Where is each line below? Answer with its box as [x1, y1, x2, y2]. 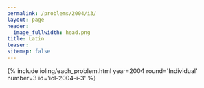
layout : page [7, 16, 45, 23]
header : [7, 23, 30, 29]
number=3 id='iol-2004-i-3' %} [7, 74, 97, 82]
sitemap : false [7, 48, 51, 55]
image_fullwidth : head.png [13, 29, 91, 36]
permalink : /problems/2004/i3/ [7, 10, 97, 17]
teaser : [7, 42, 30, 48]
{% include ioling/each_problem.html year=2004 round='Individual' [7, 66, 198, 75]
